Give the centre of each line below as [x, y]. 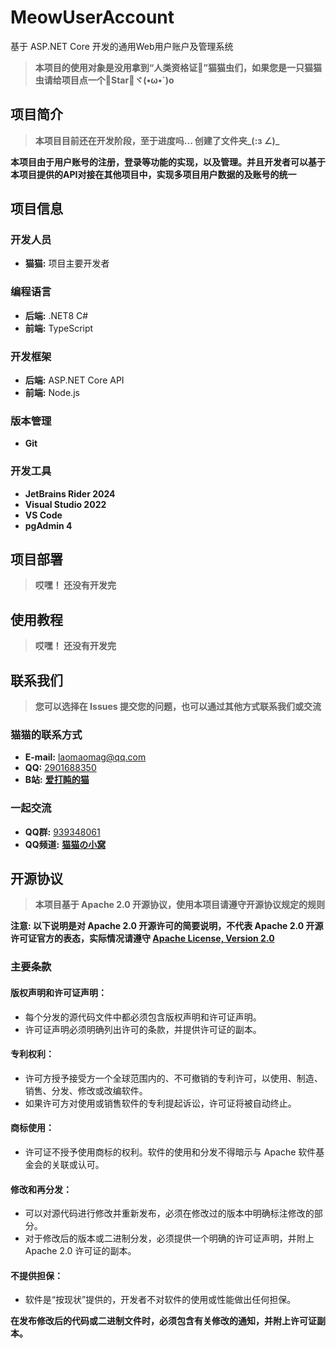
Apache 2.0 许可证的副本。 [80, 1251]
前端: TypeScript [59, 328]
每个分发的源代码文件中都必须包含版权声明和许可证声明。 [143, 1017]
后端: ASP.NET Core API [74, 380]
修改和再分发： [41, 1189]
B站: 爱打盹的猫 [57, 780]
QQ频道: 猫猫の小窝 [65, 844]
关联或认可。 [78, 1164]
